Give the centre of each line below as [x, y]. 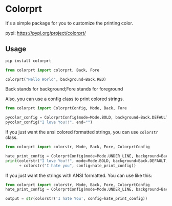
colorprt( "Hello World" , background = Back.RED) [56, 79]
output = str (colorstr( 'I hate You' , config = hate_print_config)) [76, 199]
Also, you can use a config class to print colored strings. [65, 99]
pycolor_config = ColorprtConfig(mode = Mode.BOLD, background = [73, 118]
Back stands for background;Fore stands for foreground [64, 89]
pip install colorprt [28, 61]
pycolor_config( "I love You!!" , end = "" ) [49, 122]
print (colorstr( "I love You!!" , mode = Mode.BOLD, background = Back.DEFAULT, [87, 161]
